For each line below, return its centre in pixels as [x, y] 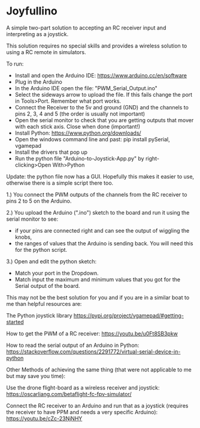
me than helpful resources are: [44, 304]
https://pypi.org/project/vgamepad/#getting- [129, 315]
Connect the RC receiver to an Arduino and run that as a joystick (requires [97, 405]
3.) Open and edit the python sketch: [51, 261]
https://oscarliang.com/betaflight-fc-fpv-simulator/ [69, 394]
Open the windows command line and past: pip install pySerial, [93, 139]
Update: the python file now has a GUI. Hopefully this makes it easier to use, [100, 176]
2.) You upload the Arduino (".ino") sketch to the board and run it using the [98, 212]
